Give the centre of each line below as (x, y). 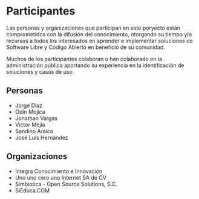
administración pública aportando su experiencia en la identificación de (95, 65)
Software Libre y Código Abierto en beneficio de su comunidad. (86, 47)
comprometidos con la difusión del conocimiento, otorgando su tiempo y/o (99, 34)
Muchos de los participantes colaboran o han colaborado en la (84, 59)
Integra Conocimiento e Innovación (59, 171)
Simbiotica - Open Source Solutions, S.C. (66, 184)
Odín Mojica (30, 112)
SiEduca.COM (32, 190)
